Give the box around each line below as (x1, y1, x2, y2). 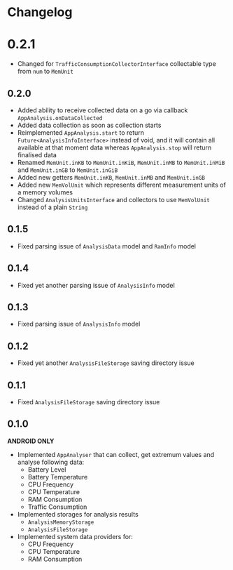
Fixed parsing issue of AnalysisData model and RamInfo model (17, 241, 197, 250)
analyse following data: (17, 458, 85, 466)
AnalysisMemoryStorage (27, 519, 94, 526)
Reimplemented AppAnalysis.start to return (17, 128, 145, 137)
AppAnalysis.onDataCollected (17, 114, 103, 121)
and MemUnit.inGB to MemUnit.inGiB (17, 166, 118, 174)
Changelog (7, 4, 73, 20)
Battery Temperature (27, 472, 88, 481)
